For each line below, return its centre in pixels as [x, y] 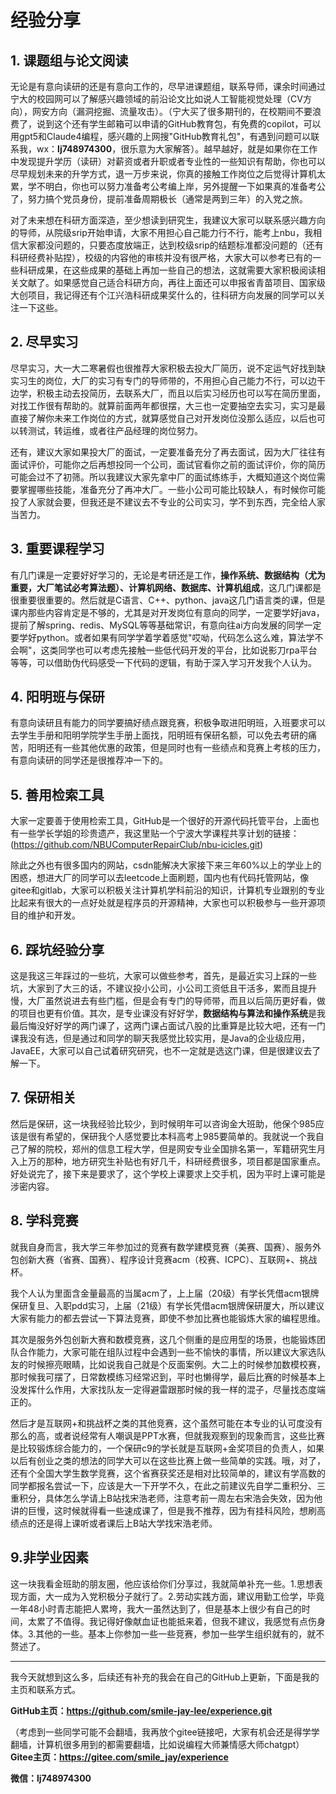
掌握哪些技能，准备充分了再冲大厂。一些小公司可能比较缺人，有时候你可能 [172, 489]
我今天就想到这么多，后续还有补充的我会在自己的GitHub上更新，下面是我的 [165, 1677]
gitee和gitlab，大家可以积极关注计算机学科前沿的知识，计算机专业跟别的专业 [168, 890]
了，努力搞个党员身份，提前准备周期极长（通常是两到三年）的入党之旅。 [159, 199]
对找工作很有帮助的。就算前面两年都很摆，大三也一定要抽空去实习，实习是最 [168, 405]
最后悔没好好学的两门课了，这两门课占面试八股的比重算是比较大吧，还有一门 [168, 1026]
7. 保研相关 [43, 1097]
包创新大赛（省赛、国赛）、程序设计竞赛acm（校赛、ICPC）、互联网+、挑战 [164, 1259]
